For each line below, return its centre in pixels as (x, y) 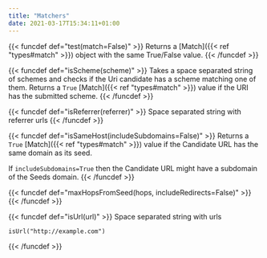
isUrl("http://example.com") (57, 231)
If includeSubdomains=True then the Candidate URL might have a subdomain (133, 168)
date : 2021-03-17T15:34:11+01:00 (64, 23)
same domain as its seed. (50, 153)
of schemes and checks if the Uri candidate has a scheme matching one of (132, 79)
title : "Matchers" (39, 16)
